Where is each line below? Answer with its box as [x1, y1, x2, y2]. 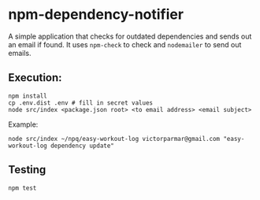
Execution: [8, 71, 62, 84]
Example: [8, 120, 39, 129]
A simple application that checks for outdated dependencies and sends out [8, 31, 252, 41]
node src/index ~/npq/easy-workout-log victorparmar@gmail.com [8, 135, 221, 143]
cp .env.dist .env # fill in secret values [8, 98, 154, 107]
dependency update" [50, 142, 114, 150]
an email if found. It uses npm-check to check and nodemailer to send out [8, 39, 242, 49]
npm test [8, 183, 37, 192]
